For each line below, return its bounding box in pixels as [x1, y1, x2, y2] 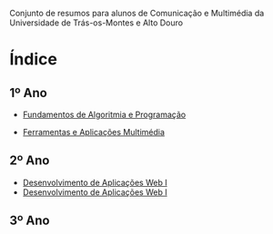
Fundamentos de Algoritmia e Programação [22, 109, 187, 120]
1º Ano [9, 85, 47, 101]
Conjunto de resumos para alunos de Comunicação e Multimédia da [9, 8, 265, 18]
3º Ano [9, 213, 50, 229]
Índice [9, 49, 57, 70]
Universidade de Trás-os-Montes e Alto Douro [9, 17, 184, 28]
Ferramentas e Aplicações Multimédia [22, 127, 166, 137]
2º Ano [9, 153, 50, 169]
